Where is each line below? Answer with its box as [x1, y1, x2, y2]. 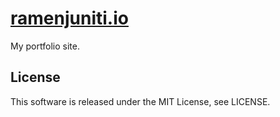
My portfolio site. [10, 40, 80, 52]
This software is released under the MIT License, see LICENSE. [10, 95, 271, 107]
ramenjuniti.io [10, 7, 129, 30]
